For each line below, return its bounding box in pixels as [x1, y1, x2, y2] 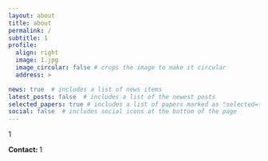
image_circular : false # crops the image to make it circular [15, 64, 227, 72]
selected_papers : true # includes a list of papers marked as [8, 100, 219, 108]
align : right [15, 49, 59, 57]
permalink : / [8, 26, 52, 34]
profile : [8, 41, 37, 49]
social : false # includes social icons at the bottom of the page [8, 108, 238, 116]
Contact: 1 [8, 145, 43, 155]
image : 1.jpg [15, 57, 59, 65]
